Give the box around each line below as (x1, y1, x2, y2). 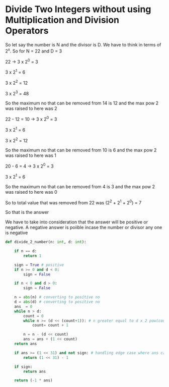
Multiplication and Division (5, 14, 120, 26)
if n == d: (14, 249, 37, 254)
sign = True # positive (14, 262, 64, 267)
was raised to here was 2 (5, 105, 57, 112)
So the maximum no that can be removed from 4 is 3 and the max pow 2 (5, 183, 155, 190)
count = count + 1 (32, 323, 69, 328)
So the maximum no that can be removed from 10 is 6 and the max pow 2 (5, 147, 157, 153)
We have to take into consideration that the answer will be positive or (5, 219, 148, 225)
